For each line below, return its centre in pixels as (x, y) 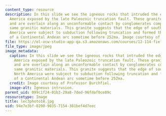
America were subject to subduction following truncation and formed (83, 33)
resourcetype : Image (26, 97)
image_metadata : (22, 51)
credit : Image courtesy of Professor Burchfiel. (61, 83)
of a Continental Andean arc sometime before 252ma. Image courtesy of (85, 38)
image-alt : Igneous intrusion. (42, 88)
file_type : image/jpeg (28, 46)
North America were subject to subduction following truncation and (86, 74)
